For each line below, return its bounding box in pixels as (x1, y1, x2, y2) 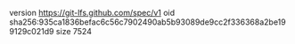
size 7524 (55, 26, 92, 36)
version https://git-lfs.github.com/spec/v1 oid (9, 8, 176, 18)
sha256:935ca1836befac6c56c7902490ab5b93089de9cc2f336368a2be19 (9, 17, 287, 27)
